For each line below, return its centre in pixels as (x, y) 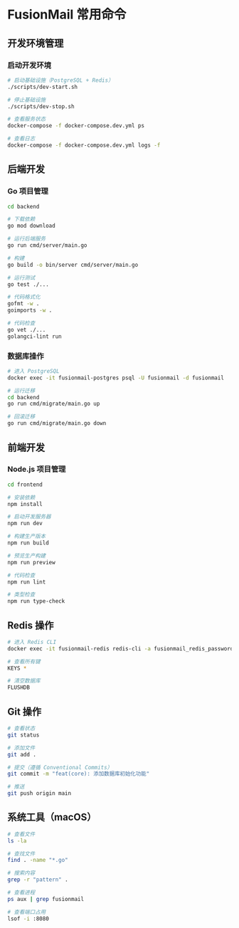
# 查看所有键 (24, 661)
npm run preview (31, 562)
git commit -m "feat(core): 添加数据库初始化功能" (79, 774)
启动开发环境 (30, 65)
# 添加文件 (21, 748)
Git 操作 (25, 711)
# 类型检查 (21, 595)
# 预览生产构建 (27, 556)
